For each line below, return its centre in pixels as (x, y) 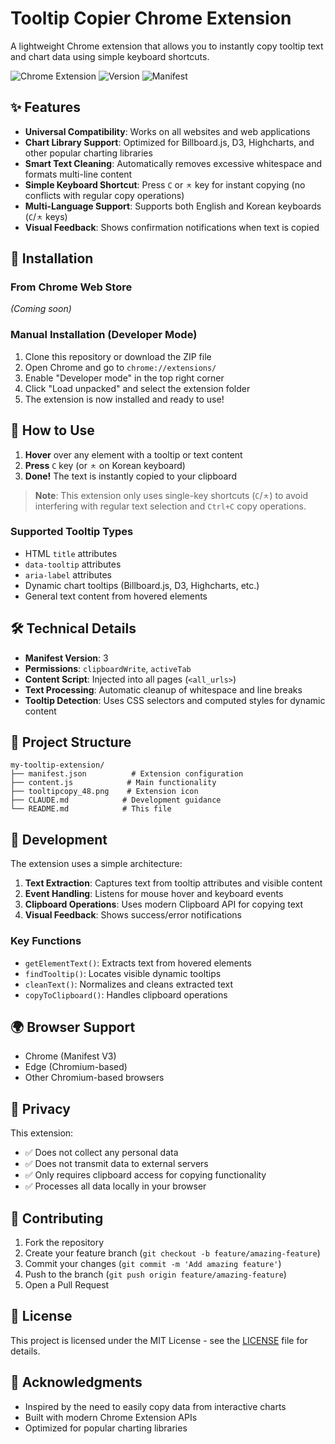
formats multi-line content (78, 174)
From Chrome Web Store (71, 287)
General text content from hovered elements (116, 596)
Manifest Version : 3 (66, 658)
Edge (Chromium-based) (76, 1067)
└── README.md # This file (91, 809)
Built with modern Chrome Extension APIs (111, 1417)
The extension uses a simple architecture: (96, 864)
